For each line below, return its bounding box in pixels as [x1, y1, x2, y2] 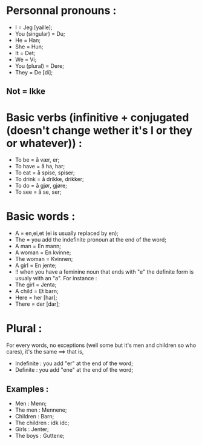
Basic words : [6, 209, 76, 223]
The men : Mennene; [15, 406, 67, 414]
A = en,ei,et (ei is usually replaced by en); [15, 229, 119, 237]
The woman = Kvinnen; [15, 255, 73, 263]
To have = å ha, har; [15, 163, 65, 170]
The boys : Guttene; [15, 432, 65, 439]
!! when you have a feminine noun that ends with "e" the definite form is [15, 268, 194, 275]
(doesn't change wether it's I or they [6, 124, 192, 137]
